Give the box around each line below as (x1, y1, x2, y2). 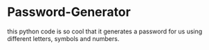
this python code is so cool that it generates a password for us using (7, 27, 203, 35)
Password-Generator (7, 4, 131, 20)
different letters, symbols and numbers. (7, 34, 120, 42)
